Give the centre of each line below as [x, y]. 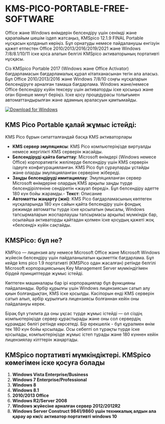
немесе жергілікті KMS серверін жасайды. [57, 151]
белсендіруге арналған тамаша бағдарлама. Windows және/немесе [77, 84]
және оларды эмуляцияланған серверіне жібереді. [66, 173]
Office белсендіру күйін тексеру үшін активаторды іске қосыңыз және [79, 89]
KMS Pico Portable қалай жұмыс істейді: [71, 125]
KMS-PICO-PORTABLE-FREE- [67, 9]
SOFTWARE [30, 19]
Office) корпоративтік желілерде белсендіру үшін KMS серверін [80, 162]
